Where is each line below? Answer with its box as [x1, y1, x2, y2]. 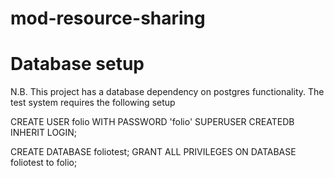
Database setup [10, 53, 145, 76]
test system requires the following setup [10, 97, 176, 109]
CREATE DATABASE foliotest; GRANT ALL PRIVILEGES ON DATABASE [10, 146, 297, 158]
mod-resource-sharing [10, 7, 206, 30]
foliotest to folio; [10, 157, 78, 169]
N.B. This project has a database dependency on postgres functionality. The [10, 86, 325, 98]
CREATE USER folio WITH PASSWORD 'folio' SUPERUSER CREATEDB [10, 116, 295, 128]
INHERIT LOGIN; [10, 127, 78, 139]
